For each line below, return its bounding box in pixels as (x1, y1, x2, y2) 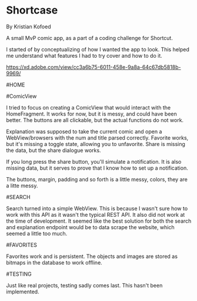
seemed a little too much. (6, 230, 68, 237)
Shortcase (6, 4, 58, 17)
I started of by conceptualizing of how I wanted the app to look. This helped (6, 45, 190, 53)
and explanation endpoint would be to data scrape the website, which (6, 223, 175, 230)
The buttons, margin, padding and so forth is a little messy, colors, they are (6, 176, 188, 183)
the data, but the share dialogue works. (6, 147, 101, 154)
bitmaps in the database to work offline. (6, 259, 103, 266)
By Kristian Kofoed (6, 23, 51, 30)
